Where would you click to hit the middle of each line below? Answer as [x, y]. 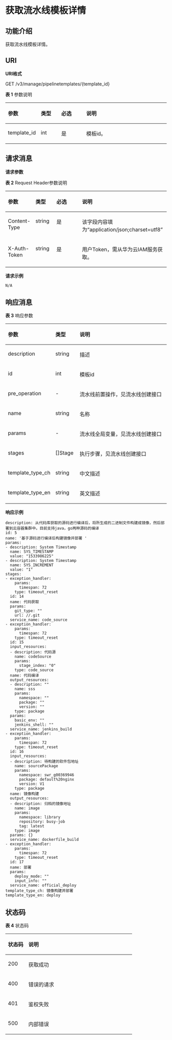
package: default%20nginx [46, 779]
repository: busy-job [42, 822]
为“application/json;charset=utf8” [122, 229]
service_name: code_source [39, 620]
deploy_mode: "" [32, 876]
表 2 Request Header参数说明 [36, 183]
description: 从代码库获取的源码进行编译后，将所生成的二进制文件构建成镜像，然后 [83, 523]
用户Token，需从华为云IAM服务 [120, 249]
